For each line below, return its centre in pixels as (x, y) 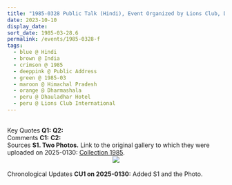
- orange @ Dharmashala (47, 90)
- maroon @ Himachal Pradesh (55, 84)
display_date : (28, 26)
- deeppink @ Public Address (55, 71)
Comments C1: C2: (34, 137)
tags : (15, 46)
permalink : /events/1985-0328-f (54, 39)
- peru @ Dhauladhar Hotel (52, 97)
